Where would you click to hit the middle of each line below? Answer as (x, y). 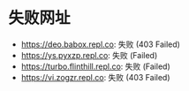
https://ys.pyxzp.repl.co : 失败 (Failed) (89, 55)
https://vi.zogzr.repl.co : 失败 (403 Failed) (95, 77)
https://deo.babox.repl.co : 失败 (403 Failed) (100, 44)
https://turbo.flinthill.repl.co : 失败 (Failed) (95, 66)
